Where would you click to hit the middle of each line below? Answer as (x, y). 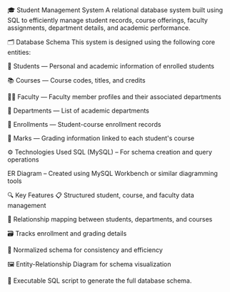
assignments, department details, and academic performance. (99, 28)
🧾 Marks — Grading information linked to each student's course (101, 138)
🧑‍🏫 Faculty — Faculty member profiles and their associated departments (114, 97)
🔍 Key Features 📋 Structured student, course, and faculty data (101, 195)
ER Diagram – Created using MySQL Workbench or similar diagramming (112, 173)
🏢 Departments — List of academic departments (79, 110)
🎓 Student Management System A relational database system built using (115, 10)
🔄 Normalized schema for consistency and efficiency (85, 250)
